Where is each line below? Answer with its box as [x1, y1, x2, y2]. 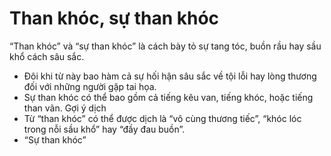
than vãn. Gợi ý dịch [23, 102, 107, 114]
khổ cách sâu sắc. [9, 50, 85, 62]
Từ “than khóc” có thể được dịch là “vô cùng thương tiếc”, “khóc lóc [23, 112, 302, 124]
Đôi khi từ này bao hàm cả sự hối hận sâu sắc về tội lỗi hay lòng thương [23, 70, 317, 82]
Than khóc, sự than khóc [9, 7, 220, 30]
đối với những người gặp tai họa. [23, 80, 157, 92]
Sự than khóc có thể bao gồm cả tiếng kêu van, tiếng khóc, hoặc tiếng [23, 91, 314, 103]
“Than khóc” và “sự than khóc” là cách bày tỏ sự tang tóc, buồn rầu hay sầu [9, 40, 322, 52]
